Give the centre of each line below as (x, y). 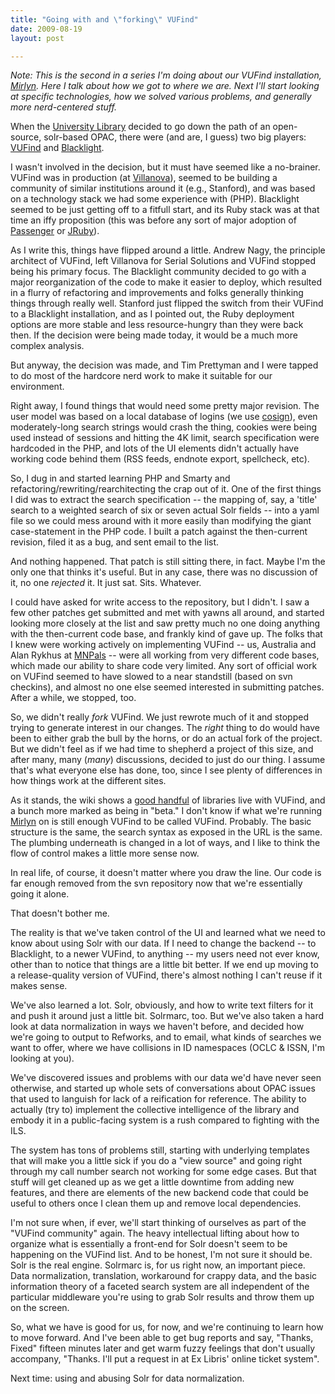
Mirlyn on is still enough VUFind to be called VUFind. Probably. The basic (161, 822)
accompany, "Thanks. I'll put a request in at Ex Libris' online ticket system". (165, 1359)
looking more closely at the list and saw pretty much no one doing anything (165, 623)
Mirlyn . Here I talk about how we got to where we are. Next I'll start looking (165, 86)
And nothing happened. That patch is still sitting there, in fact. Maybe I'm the (168, 562)
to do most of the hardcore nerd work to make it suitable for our (141, 376)
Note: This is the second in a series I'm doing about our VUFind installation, (166, 75)
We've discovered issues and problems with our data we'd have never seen (166, 1078)
